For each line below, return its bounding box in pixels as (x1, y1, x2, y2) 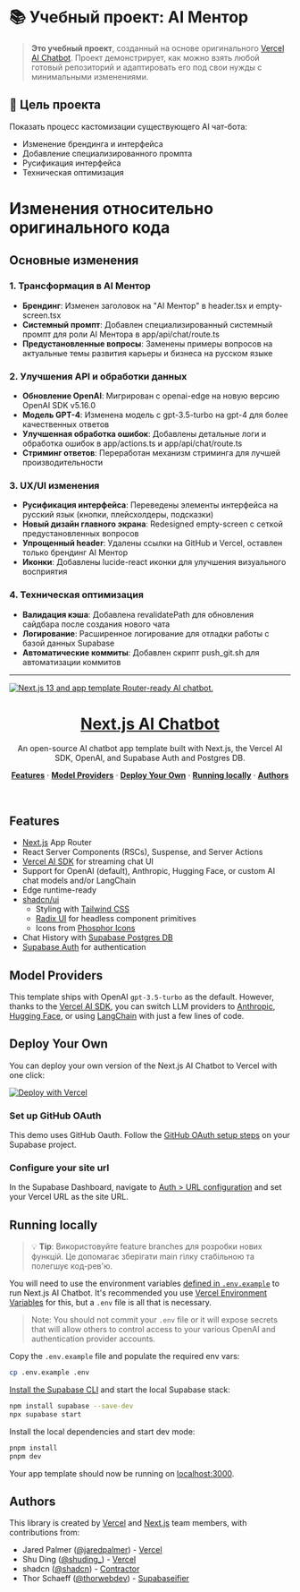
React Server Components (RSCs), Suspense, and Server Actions (21, 847, 263, 858)
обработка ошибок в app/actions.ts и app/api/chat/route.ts (21, 438, 243, 449)
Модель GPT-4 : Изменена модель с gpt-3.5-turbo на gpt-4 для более (21, 409, 288, 420)
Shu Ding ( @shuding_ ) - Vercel (21, 1554, 137, 1565)
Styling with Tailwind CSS (35, 903, 130, 914)
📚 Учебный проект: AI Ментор (9, 7, 248, 28)
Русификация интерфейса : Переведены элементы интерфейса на (21, 500, 279, 510)
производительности (21, 457, 104, 467)
